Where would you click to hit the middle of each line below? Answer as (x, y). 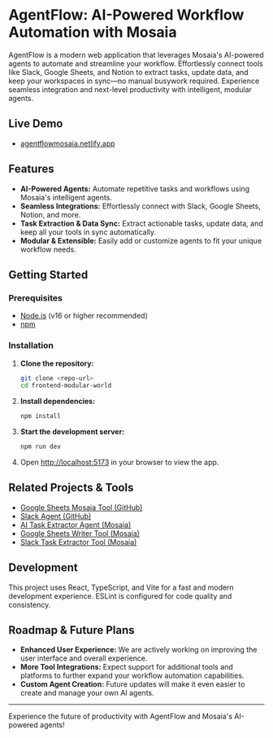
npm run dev (40, 447)
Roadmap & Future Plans (72, 630)
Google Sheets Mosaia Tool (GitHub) (81, 507)
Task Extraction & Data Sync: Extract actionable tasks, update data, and (142, 223)
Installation (31, 345)
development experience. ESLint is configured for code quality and (120, 595)
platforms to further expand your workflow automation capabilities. (132, 676)
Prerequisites (35, 297)
